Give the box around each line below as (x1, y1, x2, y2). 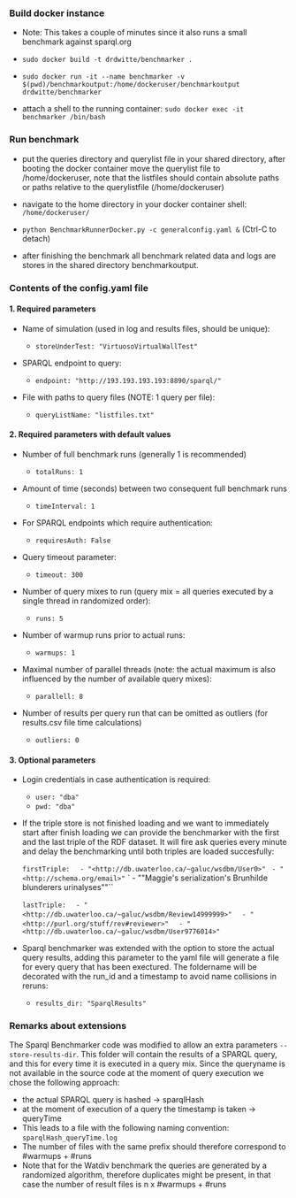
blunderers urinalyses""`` (21, 882, 114, 893)
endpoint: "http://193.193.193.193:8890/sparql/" (34, 376, 223, 385)
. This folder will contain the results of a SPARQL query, (76, 1049, 277, 1060)
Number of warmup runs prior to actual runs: (21, 629, 186, 640)
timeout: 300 (34, 570, 84, 580)
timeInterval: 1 (34, 502, 95, 511)
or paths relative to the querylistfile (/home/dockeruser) (21, 181, 225, 192)
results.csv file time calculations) (21, 717, 142, 727)
